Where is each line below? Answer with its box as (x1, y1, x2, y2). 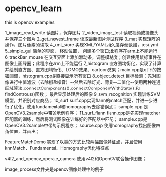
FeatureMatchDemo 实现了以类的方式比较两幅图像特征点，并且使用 (5, 139, 143, 145)
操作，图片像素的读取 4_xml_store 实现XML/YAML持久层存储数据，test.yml (5, 42, 158, 47)
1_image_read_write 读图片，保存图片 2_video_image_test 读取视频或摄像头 (5, 29, 159, 35)
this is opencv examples (5, 19, 55, 25)
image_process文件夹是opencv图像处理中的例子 (5, 166, 104, 172)
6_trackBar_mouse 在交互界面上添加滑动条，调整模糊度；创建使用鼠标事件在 (5, 54, 162, 60)
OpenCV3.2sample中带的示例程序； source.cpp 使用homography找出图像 (5, 122, 156, 128)
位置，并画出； (9, 128, 40, 134)
